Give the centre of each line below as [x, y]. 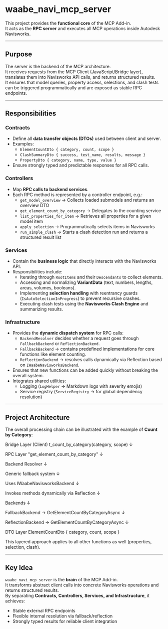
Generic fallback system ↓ [32, 474]
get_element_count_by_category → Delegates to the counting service [90, 210]
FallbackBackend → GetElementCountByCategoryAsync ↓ [65, 513]
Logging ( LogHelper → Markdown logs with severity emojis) [81, 386]
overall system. [28, 376]
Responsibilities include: [37, 272]
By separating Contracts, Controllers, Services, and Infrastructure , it [77, 595]
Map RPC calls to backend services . [50, 189]
